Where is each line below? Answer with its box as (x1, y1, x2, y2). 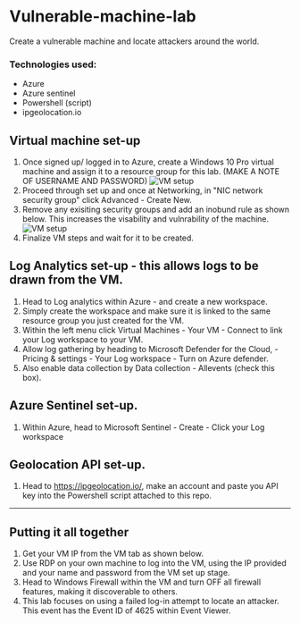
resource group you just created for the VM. (21, 315, 185, 325)
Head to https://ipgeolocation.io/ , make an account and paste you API (21, 481, 279, 492)
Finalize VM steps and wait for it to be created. (21, 232, 195, 243)
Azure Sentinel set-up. (9, 398, 138, 413)
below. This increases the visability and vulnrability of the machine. (21, 214, 270, 224)
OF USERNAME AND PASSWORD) (21, 176, 148, 187)
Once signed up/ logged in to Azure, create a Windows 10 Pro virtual (21, 156, 274, 167)
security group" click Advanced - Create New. (21, 195, 192, 206)
